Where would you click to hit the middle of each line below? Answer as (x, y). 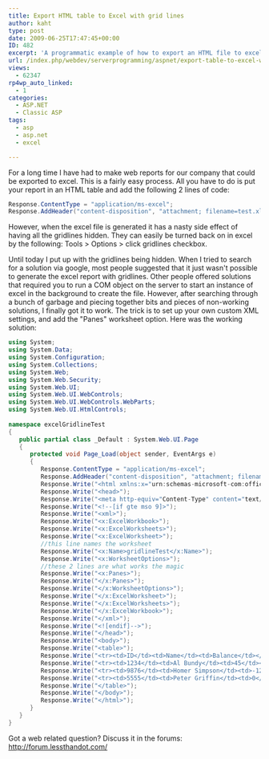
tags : (17, 120)
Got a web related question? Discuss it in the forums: (95, 738)
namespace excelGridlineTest (57, 424)
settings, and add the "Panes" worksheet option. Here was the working (125, 319)
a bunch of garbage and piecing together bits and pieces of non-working (129, 302)
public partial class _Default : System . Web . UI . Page (108, 439)
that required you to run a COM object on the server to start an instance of (131, 285)
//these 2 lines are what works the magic (112, 566)
